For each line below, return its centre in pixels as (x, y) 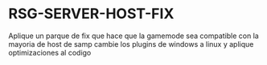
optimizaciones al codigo (50, 52)
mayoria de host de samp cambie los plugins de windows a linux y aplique (131, 44)
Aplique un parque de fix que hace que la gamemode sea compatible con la (133, 36)
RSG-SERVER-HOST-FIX (91, 14)
